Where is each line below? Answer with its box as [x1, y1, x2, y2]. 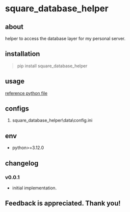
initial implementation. [12, 185, 57, 191]
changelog [5, 159, 39, 167]
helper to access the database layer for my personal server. [5, 35, 126, 41]
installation [5, 50, 40, 58]
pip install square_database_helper [17, 62, 87, 69]
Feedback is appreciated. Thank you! [5, 199, 121, 208]
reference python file [5, 90, 48, 96]
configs [5, 104, 29, 113]
